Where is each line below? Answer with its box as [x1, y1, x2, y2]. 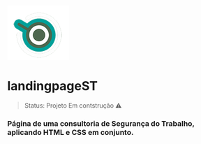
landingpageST [7, 78, 98, 94]
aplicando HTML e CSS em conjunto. [7, 127, 134, 137]
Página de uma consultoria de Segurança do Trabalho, [7, 118, 195, 128]
